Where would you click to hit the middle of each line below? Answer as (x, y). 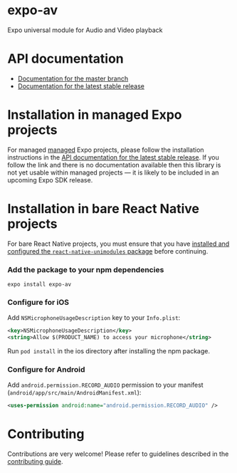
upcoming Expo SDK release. (50, 180)
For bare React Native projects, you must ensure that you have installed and (118, 244)
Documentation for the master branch (73, 78)
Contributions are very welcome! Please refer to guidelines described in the (118, 454)
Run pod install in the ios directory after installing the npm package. (109, 351)
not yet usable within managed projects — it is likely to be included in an (113, 172)
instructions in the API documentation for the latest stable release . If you (113, 157)
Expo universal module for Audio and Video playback (85, 30)
